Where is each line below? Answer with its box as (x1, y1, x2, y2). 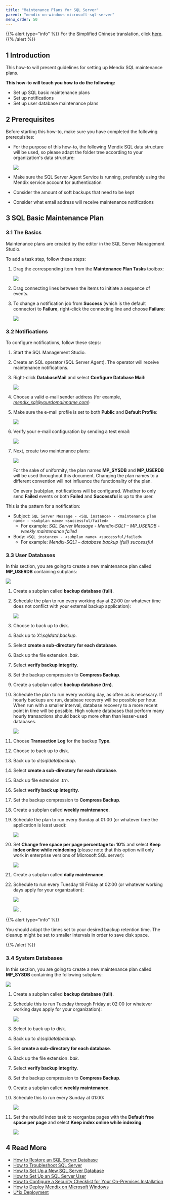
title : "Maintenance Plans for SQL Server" (6, 7, 99, 13)
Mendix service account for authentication (13, 179, 102, 186)
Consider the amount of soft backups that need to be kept (13, 189, 135, 195)
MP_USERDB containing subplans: (6, 569, 77, 575)
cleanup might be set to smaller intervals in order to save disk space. (6, 932, 149, 938)
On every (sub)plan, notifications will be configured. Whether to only (13, 487, 156, 494)
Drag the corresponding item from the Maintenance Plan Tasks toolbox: (13, 265, 164, 272)
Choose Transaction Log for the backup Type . (13, 738, 111, 744)
